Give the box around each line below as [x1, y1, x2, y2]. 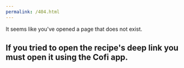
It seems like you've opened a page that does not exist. [5, 25, 143, 32]
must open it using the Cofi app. [5, 52, 129, 63]
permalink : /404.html [5, 8, 60, 15]
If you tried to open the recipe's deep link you [5, 43, 179, 53]
